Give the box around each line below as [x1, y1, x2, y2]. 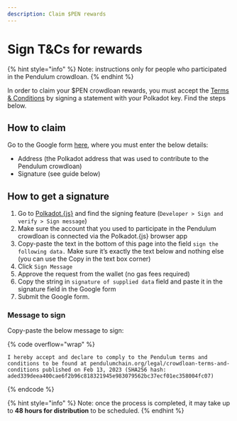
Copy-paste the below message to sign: [7, 326, 124, 335]
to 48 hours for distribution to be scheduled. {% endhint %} [7, 407, 184, 415]
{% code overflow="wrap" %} [7, 340, 96, 349]
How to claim [7, 122, 66, 134]
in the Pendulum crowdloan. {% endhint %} [7, 72, 134, 80]
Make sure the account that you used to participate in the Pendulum [17, 224, 216, 233]
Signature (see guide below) [17, 170, 101, 178]
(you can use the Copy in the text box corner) [17, 254, 151, 264]
